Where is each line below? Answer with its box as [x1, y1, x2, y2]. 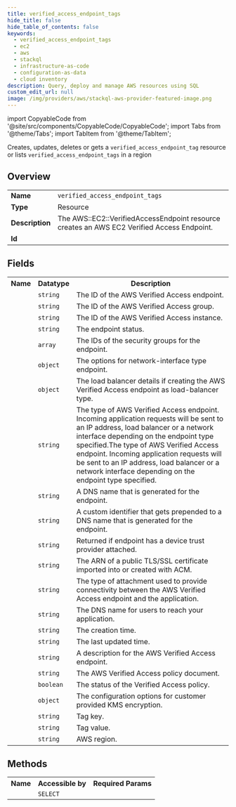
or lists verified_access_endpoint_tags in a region [7, 150, 152, 159]
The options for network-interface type [76, 355, 207, 365]
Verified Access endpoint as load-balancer [76, 384, 219, 394]
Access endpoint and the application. [76, 593, 199, 603]
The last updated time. [76, 636, 150, 646]
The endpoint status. [76, 324, 145, 334]
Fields [7, 258, 35, 270]
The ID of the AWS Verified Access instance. [76, 313, 223, 322]
